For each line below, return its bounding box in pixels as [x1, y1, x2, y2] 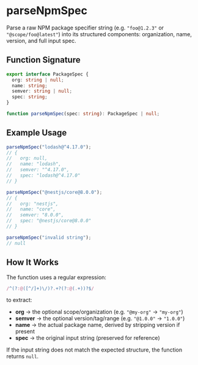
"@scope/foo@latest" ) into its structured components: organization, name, [6, 30, 193, 37]
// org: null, [6, 155, 48, 161]
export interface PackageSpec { [6, 71, 89, 77]
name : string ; [12, 82, 48, 89]
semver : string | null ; [12, 88, 72, 94]
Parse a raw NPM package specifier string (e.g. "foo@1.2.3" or [6, 24, 164, 31]
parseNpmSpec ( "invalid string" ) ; [6, 234, 92, 240]
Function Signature [6, 55, 81, 65]
